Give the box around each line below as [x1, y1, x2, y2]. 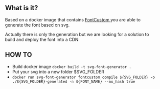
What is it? [5, 4, 38, 12]
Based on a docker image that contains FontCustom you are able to [5, 17, 141, 22]
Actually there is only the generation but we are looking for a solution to [5, 31, 149, 37]
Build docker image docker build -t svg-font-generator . [12, 63, 132, 70]
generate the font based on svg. [5, 22, 70, 28]
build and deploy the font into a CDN [5, 36, 79, 42]
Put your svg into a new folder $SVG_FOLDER [12, 69, 104, 74]
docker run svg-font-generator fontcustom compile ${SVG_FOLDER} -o [12, 75, 155, 80]
